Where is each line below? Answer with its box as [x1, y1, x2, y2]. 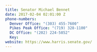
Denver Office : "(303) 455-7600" [9, 21, 79, 26]
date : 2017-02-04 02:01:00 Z [5, 12, 66, 17]
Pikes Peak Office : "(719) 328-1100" [9, 26, 88, 31]
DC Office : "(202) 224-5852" [9, 30, 70, 35]
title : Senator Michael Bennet [5, 7, 70, 12]
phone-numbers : [5, 16, 37, 21]
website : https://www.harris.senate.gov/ [5, 40, 93, 45]
